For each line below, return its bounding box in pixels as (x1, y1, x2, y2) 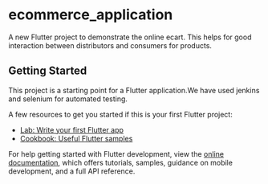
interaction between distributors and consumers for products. (8, 40, 213, 50)
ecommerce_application (8, 6, 173, 24)
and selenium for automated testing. (8, 94, 128, 104)
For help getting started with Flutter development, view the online (8, 149, 225, 158)
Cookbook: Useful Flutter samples (19, 133, 133, 143)
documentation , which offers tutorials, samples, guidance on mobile (8, 157, 233, 167)
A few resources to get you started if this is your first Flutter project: (8, 109, 233, 119)
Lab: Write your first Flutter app (19, 125, 124, 134)
